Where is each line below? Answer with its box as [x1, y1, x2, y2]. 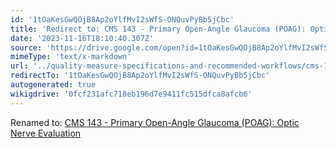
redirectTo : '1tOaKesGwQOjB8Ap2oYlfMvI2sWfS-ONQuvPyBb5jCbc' [10, 71, 271, 81]
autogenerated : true [10, 80, 97, 90]
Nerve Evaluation [10, 127, 82, 139]
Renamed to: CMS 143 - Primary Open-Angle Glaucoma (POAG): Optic [10, 116, 300, 128]
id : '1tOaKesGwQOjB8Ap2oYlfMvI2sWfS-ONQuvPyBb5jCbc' [10, 14, 235, 25]
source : [10, 42, 43, 53]
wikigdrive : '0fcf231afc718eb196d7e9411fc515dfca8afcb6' [10, 89, 253, 99]
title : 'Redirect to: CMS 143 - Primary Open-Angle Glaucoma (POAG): [10, 24, 307, 34]
